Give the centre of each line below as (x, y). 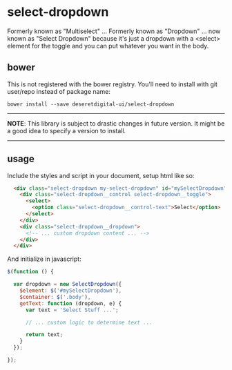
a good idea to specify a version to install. (67, 130)
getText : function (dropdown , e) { (71, 303)
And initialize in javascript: (44, 259)
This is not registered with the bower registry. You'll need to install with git (112, 84)
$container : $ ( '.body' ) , (55, 297)
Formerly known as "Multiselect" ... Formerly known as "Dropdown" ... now (114, 31)
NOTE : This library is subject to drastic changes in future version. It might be (116, 123)
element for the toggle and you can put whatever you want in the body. (108, 46)
